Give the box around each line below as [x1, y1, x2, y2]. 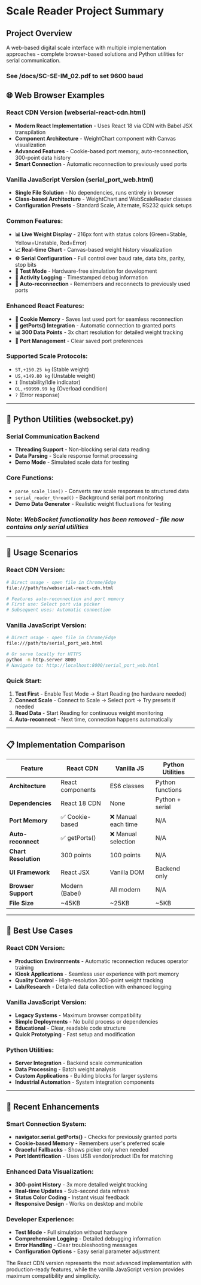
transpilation [14, 128, 46, 136]
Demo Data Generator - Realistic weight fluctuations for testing [14, 500, 172, 507]
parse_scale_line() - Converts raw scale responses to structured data [14, 487, 190, 494]
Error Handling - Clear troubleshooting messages [14, 1242, 138, 1249]
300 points [60, 851, 92, 859]
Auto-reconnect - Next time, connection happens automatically [14, 716, 173, 723]
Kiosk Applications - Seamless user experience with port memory [14, 970, 179, 977]
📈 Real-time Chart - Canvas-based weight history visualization [14, 246, 172, 254]
